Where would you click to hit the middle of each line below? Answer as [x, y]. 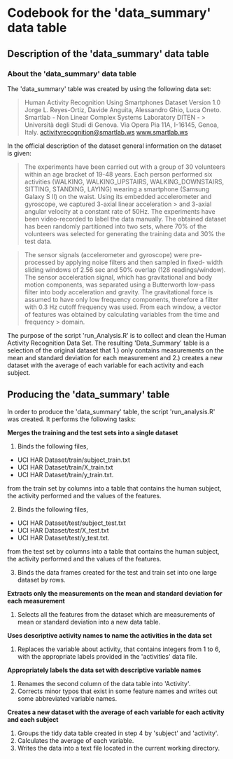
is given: [19, 153]
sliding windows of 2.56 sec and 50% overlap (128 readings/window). [125, 269]
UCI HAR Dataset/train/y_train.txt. [65, 474]
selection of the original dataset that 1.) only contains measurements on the [116, 350]
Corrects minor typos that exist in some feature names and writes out [118, 691]
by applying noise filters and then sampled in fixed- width [140, 262]
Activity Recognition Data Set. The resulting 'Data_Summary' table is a [108, 343]
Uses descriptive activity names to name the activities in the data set [110, 635]
